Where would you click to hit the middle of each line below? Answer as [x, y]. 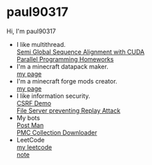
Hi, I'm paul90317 [31, 31]
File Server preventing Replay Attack [68, 110]
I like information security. [53, 96]
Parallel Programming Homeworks [65, 59]
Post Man [30, 125]
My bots [28, 117]
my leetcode [34, 147]
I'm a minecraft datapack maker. [62, 66]
